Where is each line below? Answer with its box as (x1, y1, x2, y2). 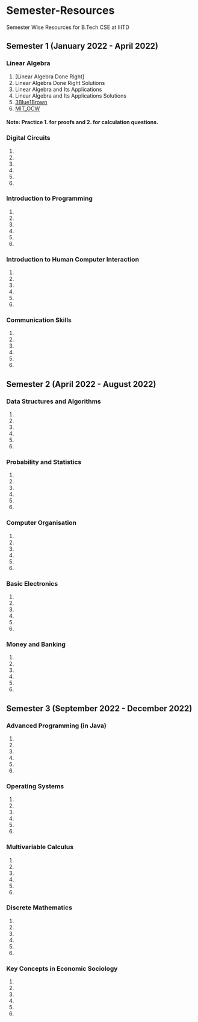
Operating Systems (6, 782, 64, 790)
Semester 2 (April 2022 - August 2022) (6, 379, 156, 389)
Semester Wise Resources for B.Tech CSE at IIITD (6, 24, 129, 31)
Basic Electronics (6, 579, 58, 588)
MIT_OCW (14, 105, 40, 112)
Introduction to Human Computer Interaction (6, 255, 140, 263)
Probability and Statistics (6, 458, 82, 466)
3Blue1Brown (14, 98, 48, 105)
